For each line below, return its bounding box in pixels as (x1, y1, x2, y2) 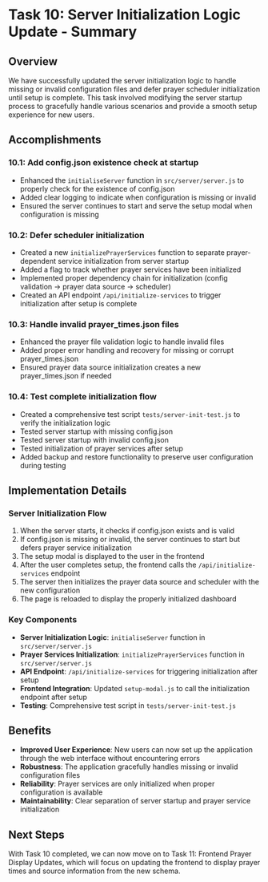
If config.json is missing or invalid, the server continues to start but (19, 535, 241, 544)
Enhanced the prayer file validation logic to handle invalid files (19, 337, 225, 346)
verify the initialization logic (19, 418, 110, 427)
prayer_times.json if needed (19, 371, 112, 381)
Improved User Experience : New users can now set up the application (19, 745, 254, 755)
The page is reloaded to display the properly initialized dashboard (19, 594, 237, 604)
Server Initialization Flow (8, 508, 107, 519)
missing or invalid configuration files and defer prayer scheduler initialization (8, 84, 261, 94)
